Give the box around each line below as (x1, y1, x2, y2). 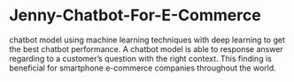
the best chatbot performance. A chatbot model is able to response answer (9, 43, 283, 54)
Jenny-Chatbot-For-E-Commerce (9, 5, 261, 26)
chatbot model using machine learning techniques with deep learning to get (9, 34, 285, 45)
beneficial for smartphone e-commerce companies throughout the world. (9, 63, 276, 73)
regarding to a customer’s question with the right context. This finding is (9, 53, 272, 63)
